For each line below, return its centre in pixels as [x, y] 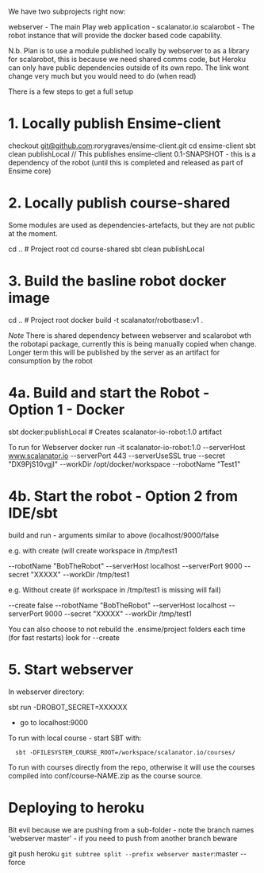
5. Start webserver [71, 669]
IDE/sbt [33, 513]
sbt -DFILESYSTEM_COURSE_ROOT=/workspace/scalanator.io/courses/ [126, 752]
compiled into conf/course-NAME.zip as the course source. [105, 775]
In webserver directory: [46, 692]
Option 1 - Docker [67, 409]
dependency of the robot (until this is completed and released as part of [126, 162]
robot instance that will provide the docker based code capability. [115, 35]
